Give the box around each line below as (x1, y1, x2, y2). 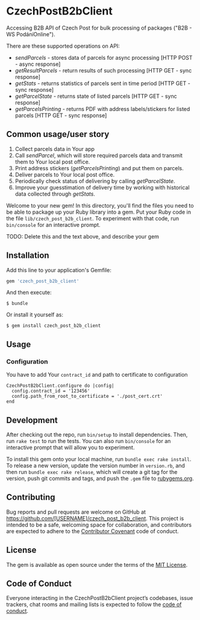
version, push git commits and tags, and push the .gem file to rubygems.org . (6, 475, 195, 482)
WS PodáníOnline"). (6, 30, 55, 37)
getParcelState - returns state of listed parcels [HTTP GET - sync (14, 92, 177, 100)
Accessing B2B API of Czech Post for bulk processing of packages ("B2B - (6, 24, 192, 31)
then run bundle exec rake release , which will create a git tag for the (6, 468, 178, 475)
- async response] (14, 60, 61, 68)
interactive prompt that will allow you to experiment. (6, 444, 135, 451)
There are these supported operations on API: (6, 42, 120, 50)
